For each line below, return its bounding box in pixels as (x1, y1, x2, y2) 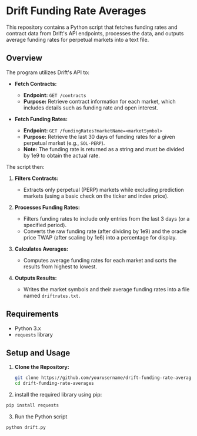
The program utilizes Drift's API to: (6, 69, 90, 76)
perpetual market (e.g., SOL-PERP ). (23, 139, 105, 147)
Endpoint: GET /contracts (23, 91, 86, 98)
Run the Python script (14, 413, 68, 420)
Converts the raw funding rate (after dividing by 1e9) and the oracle (23, 228, 187, 235)
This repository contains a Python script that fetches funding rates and (6, 24, 178, 31)
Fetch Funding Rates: (14, 115, 68, 122)
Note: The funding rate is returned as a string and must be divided (23, 145, 185, 152)
